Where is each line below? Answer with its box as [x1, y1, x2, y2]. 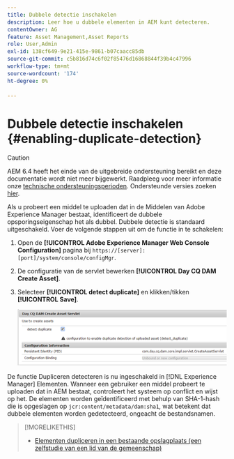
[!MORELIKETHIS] [24, 423, 76, 431]
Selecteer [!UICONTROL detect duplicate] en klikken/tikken [17, 288, 189, 296]
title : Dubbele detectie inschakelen [7, 11, 117, 18]
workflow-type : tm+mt [7, 63, 70, 70]
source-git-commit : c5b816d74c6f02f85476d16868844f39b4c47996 [7, 56, 192, 63]
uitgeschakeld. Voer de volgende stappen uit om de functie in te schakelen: [7, 225, 224, 234]
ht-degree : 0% [7, 77, 49, 84]
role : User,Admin [7, 40, 58, 48]
